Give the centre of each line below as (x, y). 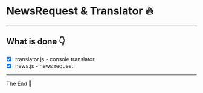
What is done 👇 (36, 42)
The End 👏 (19, 83)
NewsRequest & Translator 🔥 (80, 11)
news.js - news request (44, 66)
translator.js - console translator (55, 59)
